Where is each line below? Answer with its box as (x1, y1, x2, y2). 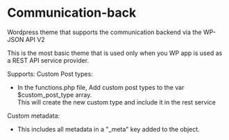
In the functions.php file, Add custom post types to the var (17, 83, 185, 91)
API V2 (25, 35, 45, 43)
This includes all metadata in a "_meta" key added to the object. (17, 125, 200, 133)
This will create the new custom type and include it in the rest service (17, 98, 217, 106)
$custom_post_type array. (17, 91, 92, 99)
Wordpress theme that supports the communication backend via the (7, 28, 203, 36)
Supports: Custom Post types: (7, 70, 94, 78)
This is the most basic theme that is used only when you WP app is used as (7, 49, 223, 57)
